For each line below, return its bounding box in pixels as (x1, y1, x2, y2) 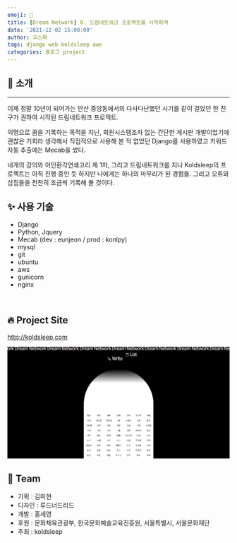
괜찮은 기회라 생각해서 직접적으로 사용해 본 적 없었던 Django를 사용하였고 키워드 (7, 136, 228, 145)
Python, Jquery (17, 227, 63, 236)
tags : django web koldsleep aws (7, 41, 102, 49)
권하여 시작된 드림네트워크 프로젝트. (20, 113, 119, 121)
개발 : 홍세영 (17, 509, 52, 518)
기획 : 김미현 (17, 491, 52, 501)
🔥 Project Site (7, 314, 68, 326)
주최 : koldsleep (17, 527, 63, 536)
